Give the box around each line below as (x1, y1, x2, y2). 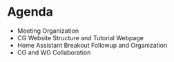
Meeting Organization (17, 27, 79, 35)
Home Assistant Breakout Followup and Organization (17, 41, 168, 49)
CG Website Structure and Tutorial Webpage (17, 33, 144, 42)
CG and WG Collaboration (17, 48, 91, 57)
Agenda (7, 4, 53, 20)
